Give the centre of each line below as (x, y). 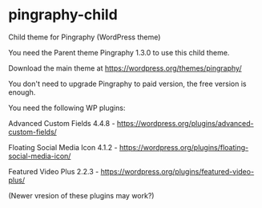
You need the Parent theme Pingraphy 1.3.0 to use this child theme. (119, 52)
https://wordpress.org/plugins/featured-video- (177, 171)
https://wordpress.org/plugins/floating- (184, 147)
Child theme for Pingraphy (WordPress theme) (85, 37)
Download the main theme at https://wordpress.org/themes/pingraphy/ (125, 68)
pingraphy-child (63, 15)
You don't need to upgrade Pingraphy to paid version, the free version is (127, 84)
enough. (22, 92)
